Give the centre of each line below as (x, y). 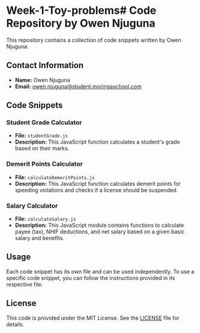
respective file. (25, 284)
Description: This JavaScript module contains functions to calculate (99, 225)
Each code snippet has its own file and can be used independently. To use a (100, 271)
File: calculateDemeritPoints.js (55, 177)
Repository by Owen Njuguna (81, 23)
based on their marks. (42, 148)
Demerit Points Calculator (44, 164)
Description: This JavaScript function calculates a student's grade (97, 142)
